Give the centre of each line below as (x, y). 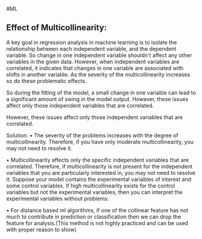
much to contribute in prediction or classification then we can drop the (94, 217)
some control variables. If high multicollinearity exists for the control (91, 185)
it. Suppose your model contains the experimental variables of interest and (99, 179)
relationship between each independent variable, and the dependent (91, 48)
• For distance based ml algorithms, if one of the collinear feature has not (97, 210)
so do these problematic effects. (46, 80)
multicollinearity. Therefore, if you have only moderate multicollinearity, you (100, 142)
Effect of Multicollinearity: (57, 28)
